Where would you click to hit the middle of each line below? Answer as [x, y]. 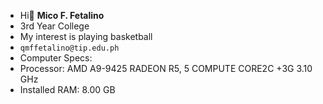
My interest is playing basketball [86, 36]
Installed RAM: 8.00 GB [67, 89]
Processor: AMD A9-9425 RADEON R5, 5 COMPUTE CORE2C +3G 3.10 [166, 68]
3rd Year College [54, 26]
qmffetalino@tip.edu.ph [69, 48]
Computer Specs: [56, 58]
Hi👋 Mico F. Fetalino [62, 15]
